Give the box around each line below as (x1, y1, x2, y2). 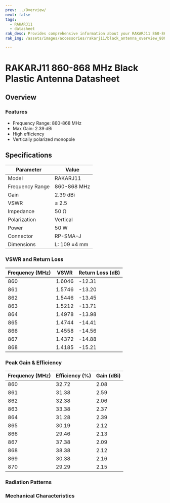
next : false (5, 12, 30, 17)
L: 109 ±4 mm (55, 241, 89, 248)
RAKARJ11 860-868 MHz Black (5, 62, 139, 74)
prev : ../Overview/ (5, 7, 47, 13)
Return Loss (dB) (78, 269, 120, 276)
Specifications (5, 151, 52, 160)
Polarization (8, 216, 36, 223)
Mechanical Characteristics (5, 492, 75, 499)
